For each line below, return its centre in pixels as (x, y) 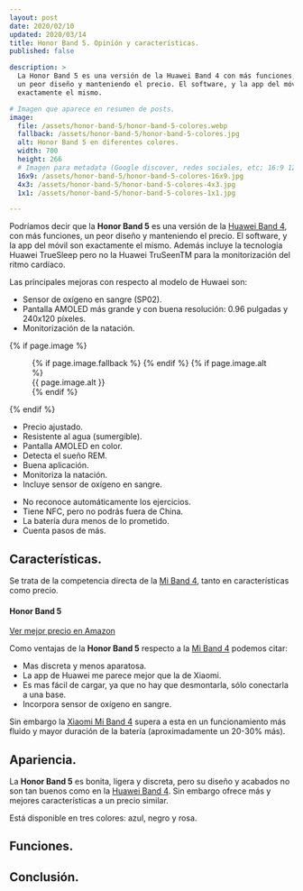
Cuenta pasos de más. (64, 531)
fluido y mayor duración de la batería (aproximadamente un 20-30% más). (147, 731)
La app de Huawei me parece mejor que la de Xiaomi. (122, 675)
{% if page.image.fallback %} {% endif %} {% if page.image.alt (149, 363)
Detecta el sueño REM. (65, 455)
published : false (42, 51)
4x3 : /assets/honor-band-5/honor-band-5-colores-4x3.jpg (127, 184)
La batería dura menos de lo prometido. (96, 521)
